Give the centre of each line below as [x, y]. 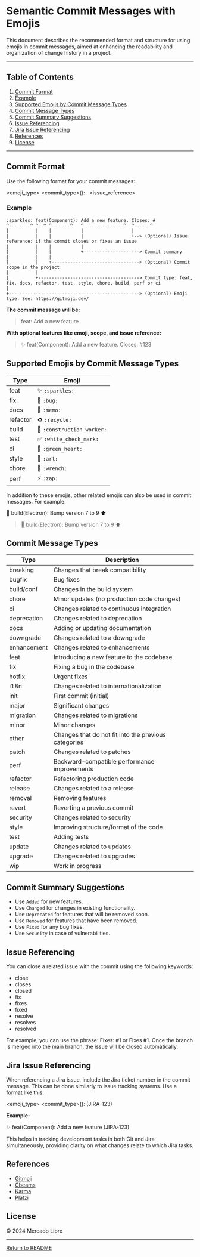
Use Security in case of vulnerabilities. [62, 933]
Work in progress [77, 866]
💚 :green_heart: [60, 449]
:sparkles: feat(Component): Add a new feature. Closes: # [81, 220]
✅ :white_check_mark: [68, 438]
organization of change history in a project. [59, 52]
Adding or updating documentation [102, 628]
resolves [25, 1023]
